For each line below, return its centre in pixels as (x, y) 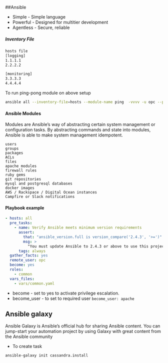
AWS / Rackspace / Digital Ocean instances (51, 192)
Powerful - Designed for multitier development (60, 22)
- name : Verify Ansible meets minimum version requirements (78, 228)
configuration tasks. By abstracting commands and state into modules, (78, 130)
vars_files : (22, 279)
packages (14, 153)
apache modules (21, 166)
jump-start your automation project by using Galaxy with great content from (83, 331)
